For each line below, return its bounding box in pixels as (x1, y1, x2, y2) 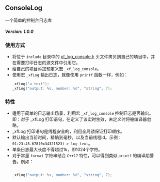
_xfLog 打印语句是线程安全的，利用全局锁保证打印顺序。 (12, 128, 125, 135)
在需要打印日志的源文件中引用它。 (12, 60, 80, 66)
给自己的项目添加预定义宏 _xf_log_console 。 (12, 66, 102, 72)
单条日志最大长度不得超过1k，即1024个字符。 (12, 147, 103, 152)
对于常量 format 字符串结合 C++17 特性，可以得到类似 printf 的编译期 (12, 152, 150, 159)
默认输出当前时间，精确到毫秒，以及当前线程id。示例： (12, 135, 122, 140)
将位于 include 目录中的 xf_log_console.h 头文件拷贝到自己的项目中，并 (12, 54, 155, 60)
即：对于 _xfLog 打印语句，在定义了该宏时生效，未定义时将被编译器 (12, 116, 147, 122)
